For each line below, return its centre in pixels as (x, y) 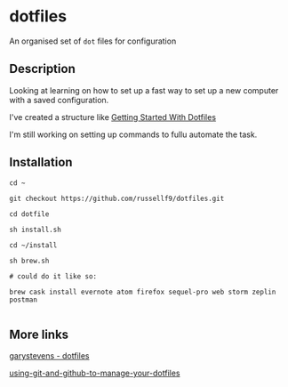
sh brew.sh (29, 261)
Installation (41, 162)
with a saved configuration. (59, 100)
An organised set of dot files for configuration (93, 41)
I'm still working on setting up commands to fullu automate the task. (133, 134)
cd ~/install (33, 245)
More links (39, 334)
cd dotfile (29, 214)
